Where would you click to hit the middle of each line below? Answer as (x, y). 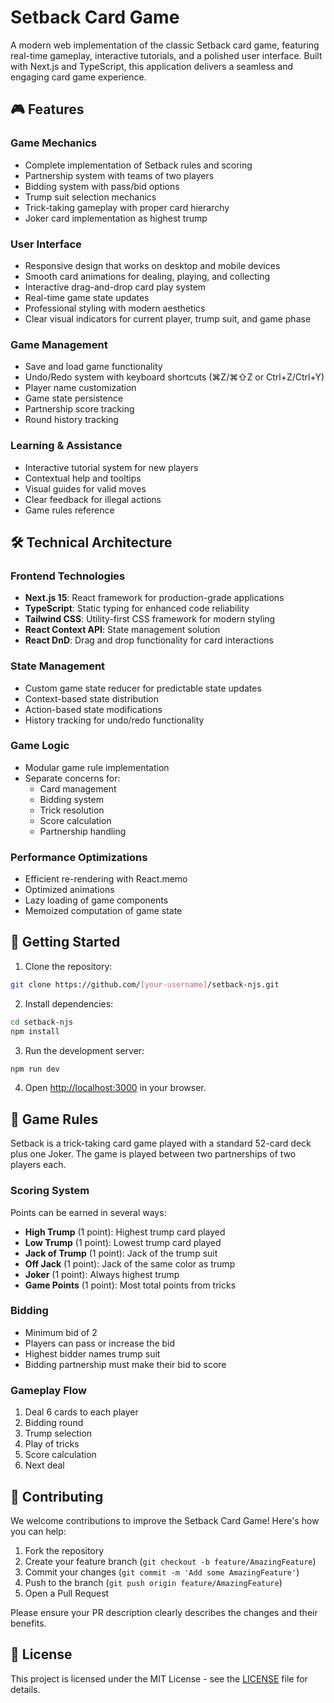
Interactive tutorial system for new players (111, 467)
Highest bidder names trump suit (92, 1353)
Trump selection (58, 1433)
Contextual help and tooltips (83, 478)
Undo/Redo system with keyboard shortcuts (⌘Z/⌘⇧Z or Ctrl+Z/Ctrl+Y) (174, 377)
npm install (35, 1031)
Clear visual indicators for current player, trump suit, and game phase (168, 318)
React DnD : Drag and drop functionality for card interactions (149, 640)
